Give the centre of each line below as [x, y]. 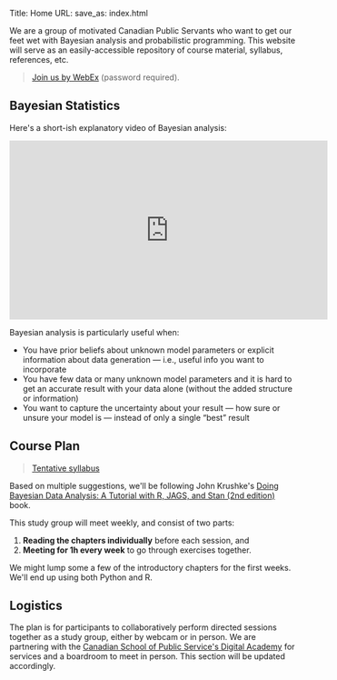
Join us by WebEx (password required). [105, 77]
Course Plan [45, 446]
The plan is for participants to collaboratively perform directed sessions [143, 627]
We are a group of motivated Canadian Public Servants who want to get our [151, 30]
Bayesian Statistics [65, 106]
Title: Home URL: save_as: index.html [79, 13]
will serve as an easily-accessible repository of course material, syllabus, [146, 50]
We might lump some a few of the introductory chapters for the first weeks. [150, 567]
